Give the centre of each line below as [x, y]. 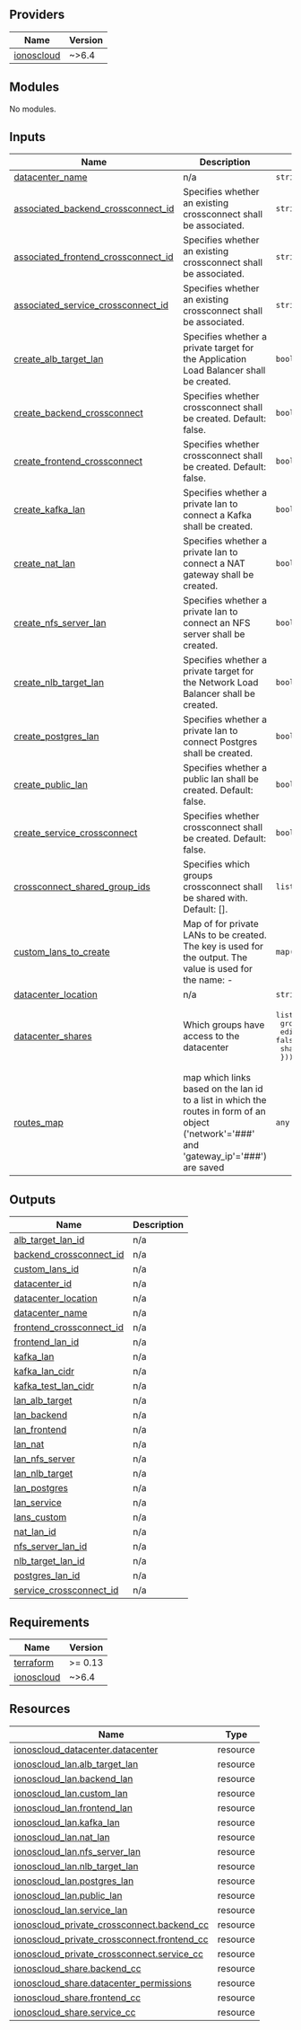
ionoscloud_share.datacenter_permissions [103, 1982]
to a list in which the [225, 1100]
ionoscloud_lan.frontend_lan [73, 1807]
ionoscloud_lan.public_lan [68, 1895]
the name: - [208, 980]
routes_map [39, 1123]
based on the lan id [223, 1089]
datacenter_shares [53, 1037]
